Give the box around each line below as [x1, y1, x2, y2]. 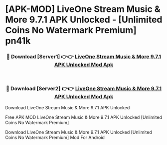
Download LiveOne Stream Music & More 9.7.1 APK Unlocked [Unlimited [5, 129, 152, 135]
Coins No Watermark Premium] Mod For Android [5, 134, 105, 140]
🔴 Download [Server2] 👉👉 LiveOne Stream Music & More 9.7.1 [5, 85, 162, 92]
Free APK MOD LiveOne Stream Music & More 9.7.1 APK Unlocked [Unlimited [5, 114, 163, 120]
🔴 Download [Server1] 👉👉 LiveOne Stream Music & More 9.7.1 [6, 53, 161, 60]
